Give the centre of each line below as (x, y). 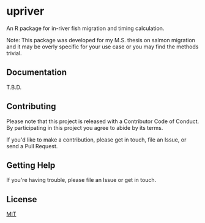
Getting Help (31, 165)
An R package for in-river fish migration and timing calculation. (85, 28)
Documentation (37, 73)
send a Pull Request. (32, 146)
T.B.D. (14, 87)
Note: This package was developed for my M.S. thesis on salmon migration (101, 40)
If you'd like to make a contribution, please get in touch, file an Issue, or (96, 140)
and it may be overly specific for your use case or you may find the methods (102, 47)
